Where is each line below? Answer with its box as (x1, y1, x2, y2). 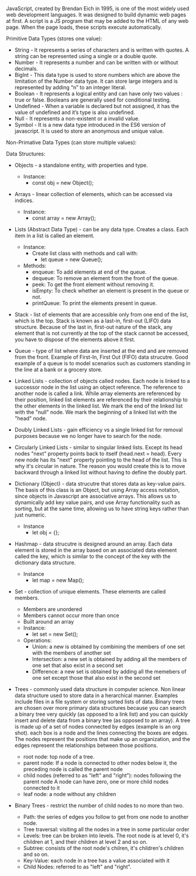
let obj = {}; (32, 529, 60, 536)
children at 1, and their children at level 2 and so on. (23, 838, 148, 845)
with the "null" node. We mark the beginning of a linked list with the (14, 409, 177, 416)
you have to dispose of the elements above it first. (14, 336, 136, 343)
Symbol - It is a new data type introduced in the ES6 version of (14, 122, 166, 128)
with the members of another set (32, 649, 111, 656)
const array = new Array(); (32, 214, 97, 221)
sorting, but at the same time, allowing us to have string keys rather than (14, 505, 189, 512)
